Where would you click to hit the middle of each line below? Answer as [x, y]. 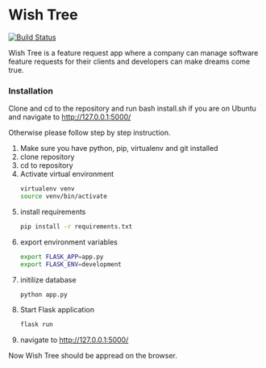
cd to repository [47, 165]
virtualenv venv [47, 189]
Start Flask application [57, 310]
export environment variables [69, 242]
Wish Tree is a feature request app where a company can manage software [133, 52]
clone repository [47, 157]
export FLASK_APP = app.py [62, 257]
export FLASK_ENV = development [71, 264]
